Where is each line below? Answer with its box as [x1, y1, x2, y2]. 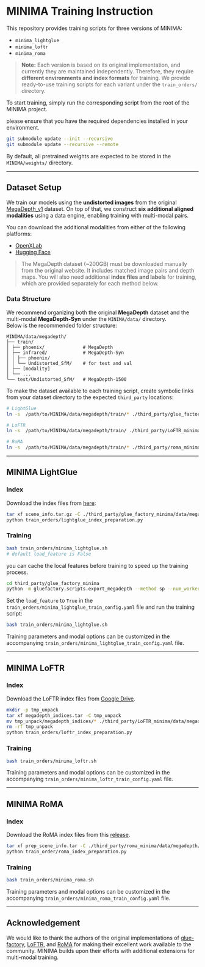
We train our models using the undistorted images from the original [6, 199, 177, 206]
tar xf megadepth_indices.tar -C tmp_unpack [6, 712, 121, 719]
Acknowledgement [6, 918, 81, 928]
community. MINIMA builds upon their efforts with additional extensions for [6, 947, 195, 954]
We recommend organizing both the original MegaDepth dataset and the [6, 309, 190, 316]
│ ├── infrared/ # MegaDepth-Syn [6, 350, 124, 356]
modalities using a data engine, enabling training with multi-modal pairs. [6, 211, 189, 219]
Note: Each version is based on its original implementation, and [21, 61, 181, 68]
